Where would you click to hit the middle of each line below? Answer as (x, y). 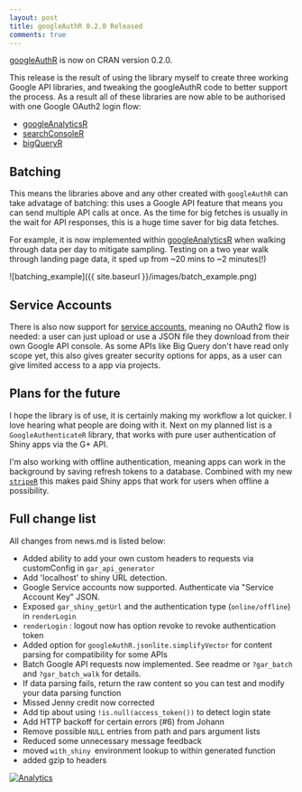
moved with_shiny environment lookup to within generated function (149, 750)
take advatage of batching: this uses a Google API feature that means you (146, 203)
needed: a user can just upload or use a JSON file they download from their (150, 336)
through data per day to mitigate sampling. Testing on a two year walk (139, 250)
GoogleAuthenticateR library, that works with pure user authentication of (143, 434)
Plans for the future (65, 394)
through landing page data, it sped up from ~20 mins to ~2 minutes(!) (138, 259)
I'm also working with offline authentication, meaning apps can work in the (147, 461)
